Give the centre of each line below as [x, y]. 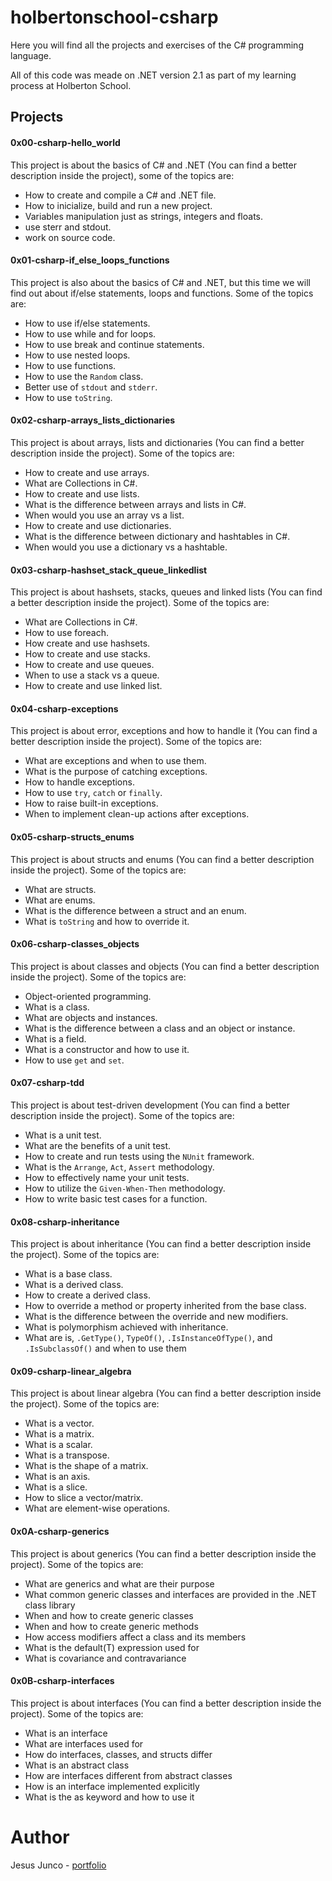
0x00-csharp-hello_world [65, 142]
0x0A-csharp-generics [60, 1531]
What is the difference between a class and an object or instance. [160, 1028]
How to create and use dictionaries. [98, 525]
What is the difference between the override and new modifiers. [156, 1317]
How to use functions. [70, 365]
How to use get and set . [74, 1060]
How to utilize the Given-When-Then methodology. [125, 1188]
